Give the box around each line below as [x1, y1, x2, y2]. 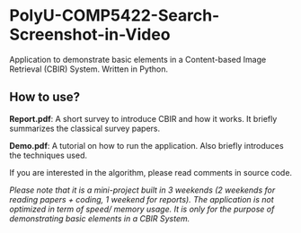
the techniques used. [9, 150, 88, 160]
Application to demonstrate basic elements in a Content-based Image [9, 54, 267, 65]
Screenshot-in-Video [9, 24, 171, 45]
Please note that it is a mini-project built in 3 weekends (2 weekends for [9, 185, 276, 195]
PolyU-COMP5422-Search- [9, 5, 220, 26]
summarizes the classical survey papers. [9, 123, 161, 134]
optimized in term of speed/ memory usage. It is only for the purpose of [9, 203, 275, 214]
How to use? [9, 90, 81, 105]
